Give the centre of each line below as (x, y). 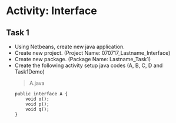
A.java (37, 83)
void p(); (37, 104)
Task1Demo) (30, 72)
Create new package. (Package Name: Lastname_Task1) (83, 59)
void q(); (37, 109)
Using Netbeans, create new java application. (69, 46)
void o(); (37, 99)
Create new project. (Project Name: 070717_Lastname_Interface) (92, 53)
